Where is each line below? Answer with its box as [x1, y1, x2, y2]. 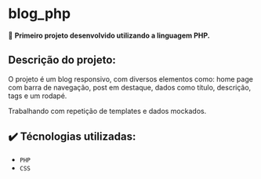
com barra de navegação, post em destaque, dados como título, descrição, [8, 82, 252, 92]
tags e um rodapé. [8, 91, 67, 100]
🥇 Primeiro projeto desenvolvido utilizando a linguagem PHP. [8, 31, 210, 40]
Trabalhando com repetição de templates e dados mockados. [8, 106, 207, 115]
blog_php [8, 5, 71, 23]
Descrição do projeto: [8, 53, 116, 67]
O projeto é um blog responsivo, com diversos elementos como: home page [8, 74, 253, 83]
